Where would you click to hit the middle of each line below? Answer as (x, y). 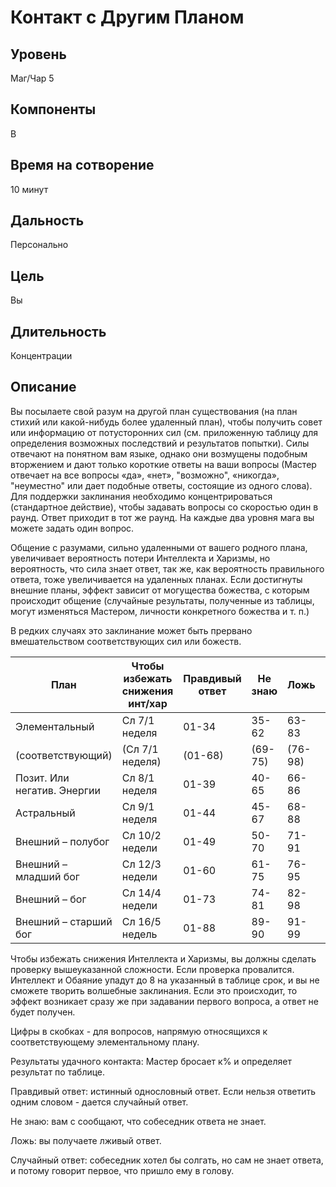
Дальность (47, 221)
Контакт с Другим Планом (127, 17)
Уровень (38, 54)
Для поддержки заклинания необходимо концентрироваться (141, 496)
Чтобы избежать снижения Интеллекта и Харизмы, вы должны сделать (163, 958)
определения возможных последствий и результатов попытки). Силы (160, 443)
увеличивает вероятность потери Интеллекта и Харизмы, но (140, 558)
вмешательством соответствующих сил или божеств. (126, 641)
